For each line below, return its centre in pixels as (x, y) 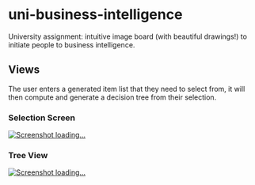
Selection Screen (42, 118)
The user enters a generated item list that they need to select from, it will (127, 89)
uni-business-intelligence (95, 15)
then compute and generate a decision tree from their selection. (112, 97)
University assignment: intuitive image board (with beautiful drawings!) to (128, 36)
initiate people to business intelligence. (72, 44)
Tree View (28, 155)
